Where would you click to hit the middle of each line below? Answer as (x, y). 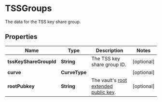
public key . (104, 92)
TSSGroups (28, 8)
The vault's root (109, 80)
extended (102, 86)
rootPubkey (21, 86)
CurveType (74, 72)
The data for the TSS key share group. (43, 22)
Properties (21, 37)
